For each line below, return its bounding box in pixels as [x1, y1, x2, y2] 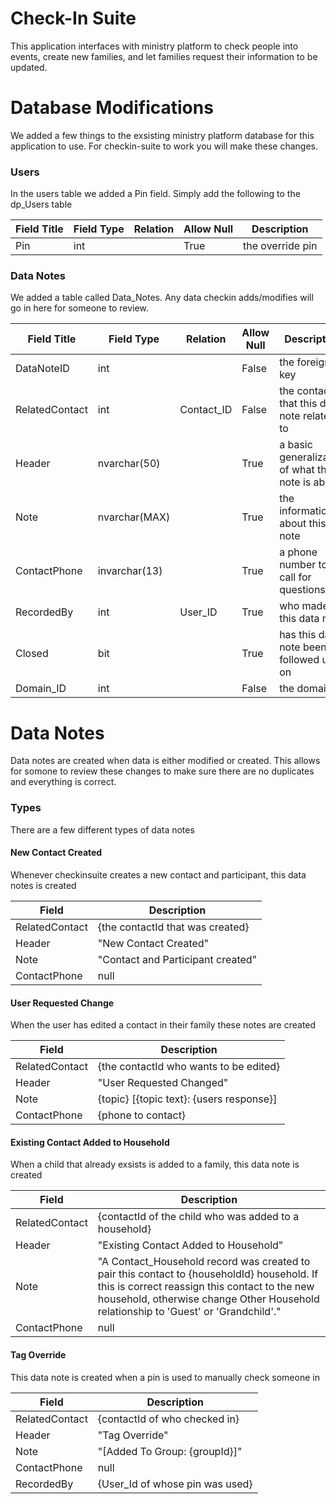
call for [279, 570, 312, 584]
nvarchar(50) [97, 457, 161, 471]
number [279, 558, 317, 572]
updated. [10, 61, 48, 73]
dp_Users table [10, 198, 73, 211]
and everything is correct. [10, 776, 117, 788]
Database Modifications [10, 97, 214, 119]
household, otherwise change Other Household [97, 1292, 320, 1306]
